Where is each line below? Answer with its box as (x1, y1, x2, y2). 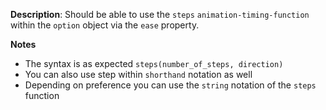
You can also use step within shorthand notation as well (24, 69, 253, 80)
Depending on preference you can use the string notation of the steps (24, 79, 317, 91)
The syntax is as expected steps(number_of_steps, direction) (24, 58, 284, 69)
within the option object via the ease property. (10, 19, 200, 31)
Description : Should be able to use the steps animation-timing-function (10, 9, 310, 20)
